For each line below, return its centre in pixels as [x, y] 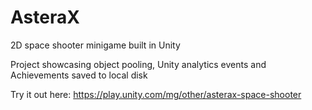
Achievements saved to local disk [79, 75]
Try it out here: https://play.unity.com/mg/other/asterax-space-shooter [156, 94]
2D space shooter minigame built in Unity [95, 45]
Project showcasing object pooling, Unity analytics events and [138, 64]
